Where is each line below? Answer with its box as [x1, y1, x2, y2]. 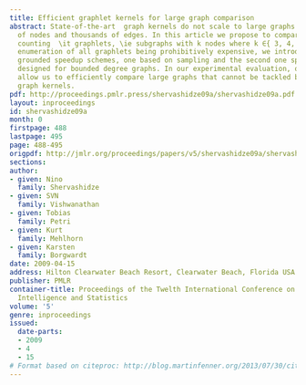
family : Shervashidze [17, 183, 100, 192]
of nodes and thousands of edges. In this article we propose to [17, 30, 271, 39]
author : [9, 166, 39, 175]
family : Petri [17, 216, 71, 226]
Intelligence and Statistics [17, 293, 128, 302]
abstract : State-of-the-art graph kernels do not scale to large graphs [9, 22, 296, 31]
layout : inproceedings [9, 98, 96, 108]
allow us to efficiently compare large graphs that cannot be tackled [17, 73, 291, 82]
